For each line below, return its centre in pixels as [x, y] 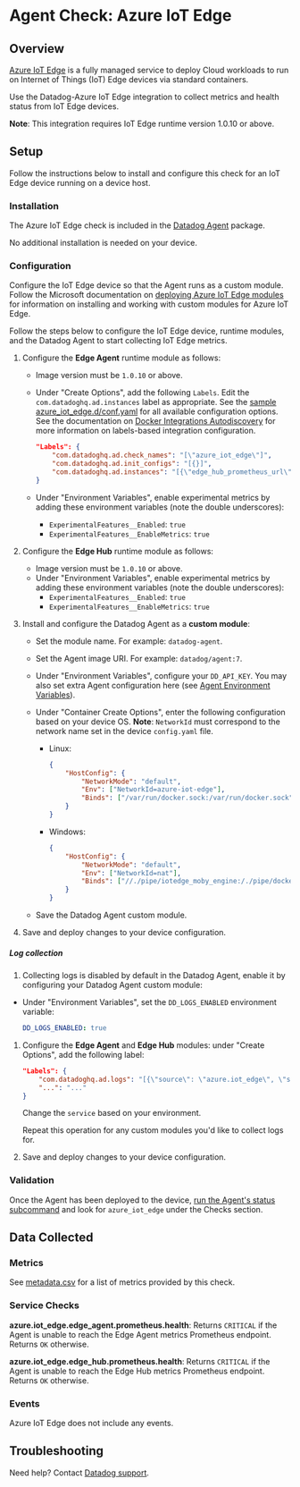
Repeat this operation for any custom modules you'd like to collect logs [153, 1130]
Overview [37, 49]
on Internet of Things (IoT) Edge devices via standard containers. [129, 80]
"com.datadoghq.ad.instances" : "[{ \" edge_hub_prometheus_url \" [172, 472]
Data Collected [51, 1238]
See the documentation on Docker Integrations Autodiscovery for [155, 421]
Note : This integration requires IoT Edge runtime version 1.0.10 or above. [142, 123]
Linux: [60, 748]
